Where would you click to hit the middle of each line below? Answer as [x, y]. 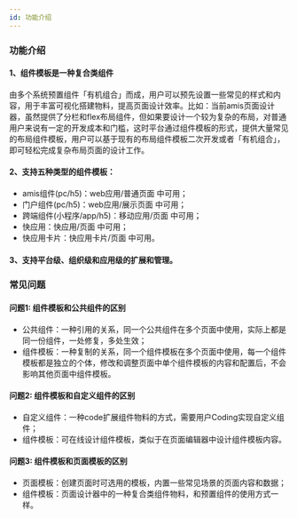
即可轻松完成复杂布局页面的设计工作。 [79, 150]
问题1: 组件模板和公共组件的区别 [68, 308]
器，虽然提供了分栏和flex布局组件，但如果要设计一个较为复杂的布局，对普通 [148, 116]
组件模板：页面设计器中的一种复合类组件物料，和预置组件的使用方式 [146, 494]
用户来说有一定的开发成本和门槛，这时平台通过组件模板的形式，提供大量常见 [149, 128]
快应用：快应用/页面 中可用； [75, 227]
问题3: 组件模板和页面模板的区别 [69, 461]
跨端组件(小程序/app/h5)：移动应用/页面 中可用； [112, 215]
